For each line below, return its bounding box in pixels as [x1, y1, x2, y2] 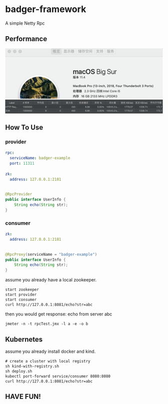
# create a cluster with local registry [5, 359, 91, 364]
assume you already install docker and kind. [5, 348, 96, 355]
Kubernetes [5, 335, 43, 344]
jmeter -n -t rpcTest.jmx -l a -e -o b [5, 322, 88, 327]
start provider [5, 292, 37, 297]
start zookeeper [5, 287, 39, 292]
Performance [5, 35, 47, 43]
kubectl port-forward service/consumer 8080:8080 [5, 374, 111, 379]
